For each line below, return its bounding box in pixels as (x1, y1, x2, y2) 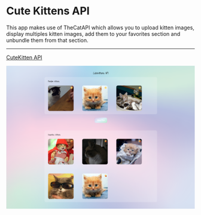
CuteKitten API (6, 54, 42, 61)
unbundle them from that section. (6, 36, 89, 44)
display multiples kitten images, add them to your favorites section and (6, 30, 181, 37)
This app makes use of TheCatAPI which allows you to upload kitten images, (6, 24, 194, 31)
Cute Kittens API (6, 4, 90, 18)
